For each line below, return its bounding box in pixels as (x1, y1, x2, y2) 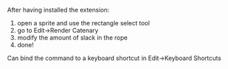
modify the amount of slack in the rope (17, 33, 128, 42)
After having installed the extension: (7, 6, 110, 14)
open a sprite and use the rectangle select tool (17, 19, 150, 27)
